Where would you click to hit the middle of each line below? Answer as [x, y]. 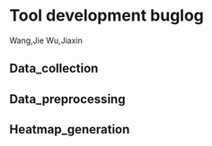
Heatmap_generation [70, 129]
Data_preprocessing [67, 99]
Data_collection [54, 69]
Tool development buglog [107, 16]
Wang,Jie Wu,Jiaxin [46, 40]
